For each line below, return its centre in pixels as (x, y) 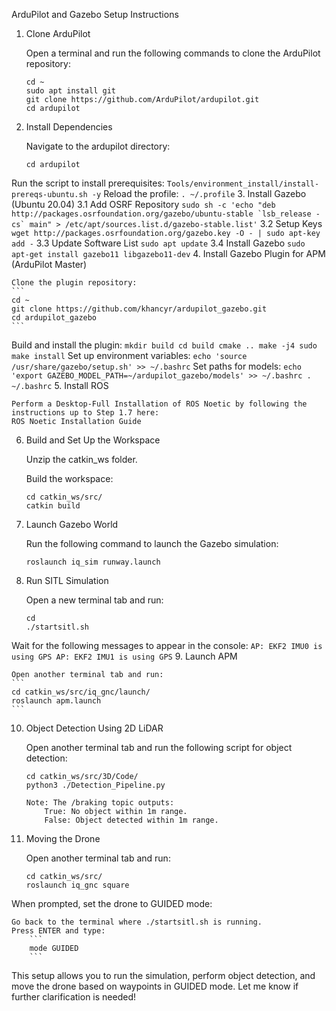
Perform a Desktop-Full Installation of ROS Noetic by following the (159, 404)
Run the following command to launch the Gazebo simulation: (152, 543)
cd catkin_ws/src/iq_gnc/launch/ (81, 692)
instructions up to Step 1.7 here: (85, 413)
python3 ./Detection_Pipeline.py (95, 785)
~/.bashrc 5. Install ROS (60, 385)
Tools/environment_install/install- (243, 184)
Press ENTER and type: (58, 931)
